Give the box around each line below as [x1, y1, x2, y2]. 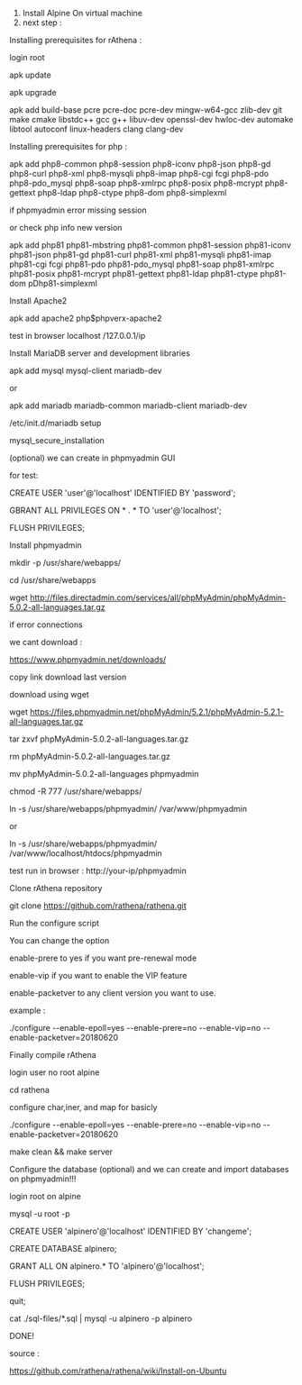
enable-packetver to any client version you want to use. [9, 988, 216, 998]
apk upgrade [9, 87, 57, 97]
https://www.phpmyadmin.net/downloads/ [9, 654, 167, 665]
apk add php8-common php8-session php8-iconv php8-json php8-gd [9, 159, 271, 169]
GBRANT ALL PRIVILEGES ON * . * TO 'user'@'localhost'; [9, 505, 223, 515]
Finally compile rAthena [9, 1050, 96, 1060]
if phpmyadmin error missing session [9, 205, 147, 215]
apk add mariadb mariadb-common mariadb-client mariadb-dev [9, 400, 248, 411]
